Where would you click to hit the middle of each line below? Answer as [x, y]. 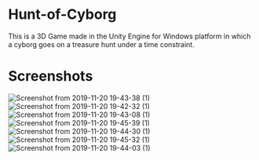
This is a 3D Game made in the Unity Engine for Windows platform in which [129, 36]
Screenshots [51, 76]
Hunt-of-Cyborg [62, 15]
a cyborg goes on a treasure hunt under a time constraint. [101, 44]
